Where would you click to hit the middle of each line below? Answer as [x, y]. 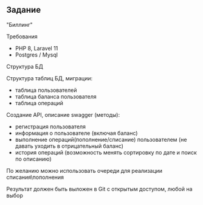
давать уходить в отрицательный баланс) [69, 146]
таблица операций [39, 103]
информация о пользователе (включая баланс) [76, 133]
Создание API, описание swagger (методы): [63, 114]
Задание [24, 10]
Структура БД [25, 66]
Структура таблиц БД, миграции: [50, 78]
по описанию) [33, 159]
